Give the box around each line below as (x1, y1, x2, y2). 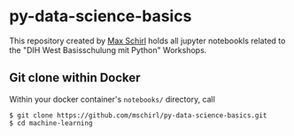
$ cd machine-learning (9, 118, 93, 127)
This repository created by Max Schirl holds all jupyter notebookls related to (9, 35, 286, 46)
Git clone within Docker (9, 71, 141, 86)
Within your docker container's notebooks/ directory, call (9, 94, 215, 104)
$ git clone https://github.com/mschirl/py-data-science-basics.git (9, 110, 267, 120)
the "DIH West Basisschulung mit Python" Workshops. (9, 44, 207, 55)
